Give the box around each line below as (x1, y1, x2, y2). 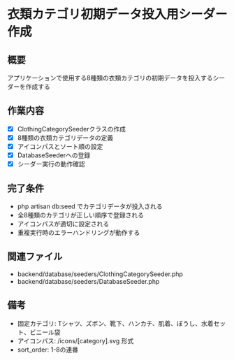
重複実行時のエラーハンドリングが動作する (17, 228, 140, 236)
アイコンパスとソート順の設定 (17, 142, 103, 150)
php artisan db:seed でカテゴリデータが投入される (17, 202, 163, 210)
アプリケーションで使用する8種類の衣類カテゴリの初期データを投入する (7, 74, 213, 82)
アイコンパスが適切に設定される (17, 219, 110, 228)
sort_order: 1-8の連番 (17, 345, 79, 354)
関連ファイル (7, 251, 63, 263)
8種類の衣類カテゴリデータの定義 (17, 134, 114, 142)
